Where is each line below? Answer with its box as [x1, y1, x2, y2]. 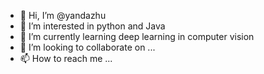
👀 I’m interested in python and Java [19, 20, 166, 32]
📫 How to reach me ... [19, 53, 113, 64]
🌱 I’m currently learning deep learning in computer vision [19, 31, 255, 42]
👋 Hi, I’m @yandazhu [19, 10, 107, 21]
